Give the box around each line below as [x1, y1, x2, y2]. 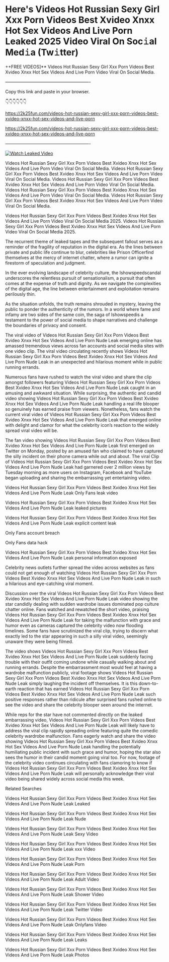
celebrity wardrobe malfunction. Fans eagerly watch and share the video [5, 733, 156, 739]
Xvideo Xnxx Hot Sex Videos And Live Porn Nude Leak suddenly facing [5, 654, 153, 660]
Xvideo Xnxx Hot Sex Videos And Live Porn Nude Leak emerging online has [5, 337, 162, 343]
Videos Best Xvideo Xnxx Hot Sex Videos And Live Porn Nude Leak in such [5, 575, 161, 581]
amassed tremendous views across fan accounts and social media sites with [5, 343, 164, 349]
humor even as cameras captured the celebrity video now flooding [5, 622, 143, 628]
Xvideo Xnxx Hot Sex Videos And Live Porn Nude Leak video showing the [5, 596, 158, 602]
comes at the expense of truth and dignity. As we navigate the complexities [5, 280, 161, 286]
